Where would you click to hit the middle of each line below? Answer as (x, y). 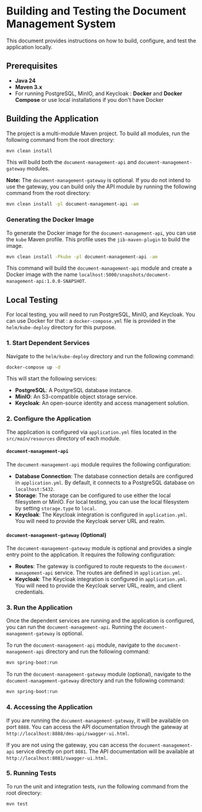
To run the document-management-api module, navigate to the (81, 645)
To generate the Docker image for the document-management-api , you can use (101, 233)
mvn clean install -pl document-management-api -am (72, 204)
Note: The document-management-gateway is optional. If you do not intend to (99, 180)
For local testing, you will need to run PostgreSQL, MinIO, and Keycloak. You (101, 314)
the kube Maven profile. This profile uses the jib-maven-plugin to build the (98, 239)
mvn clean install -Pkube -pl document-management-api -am (82, 257)
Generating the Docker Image (50, 220)
